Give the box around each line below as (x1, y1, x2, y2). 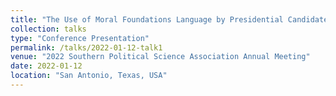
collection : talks (10, 24, 87, 34)
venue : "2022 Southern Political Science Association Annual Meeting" (10, 52, 311, 62)
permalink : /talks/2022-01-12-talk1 (10, 42, 163, 53)
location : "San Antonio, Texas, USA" (10, 71, 168, 81)
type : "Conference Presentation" (10, 33, 150, 43)
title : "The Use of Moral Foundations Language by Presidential (10, 14, 284, 25)
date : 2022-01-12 (10, 61, 83, 71)
